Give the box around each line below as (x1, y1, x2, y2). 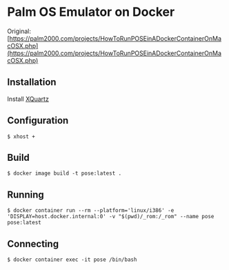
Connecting (7, 238, 59, 249)
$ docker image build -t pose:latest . (7, 170, 122, 177)
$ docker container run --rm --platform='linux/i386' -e (7, 207, 175, 214)
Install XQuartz (7, 95, 50, 103)
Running (7, 189, 45, 200)
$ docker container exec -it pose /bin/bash (7, 256, 137, 263)
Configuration (7, 115, 69, 126)
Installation (7, 77, 57, 88)
